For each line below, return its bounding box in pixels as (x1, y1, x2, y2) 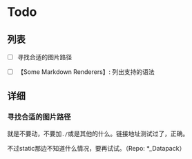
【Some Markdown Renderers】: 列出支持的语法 (17, 68, 155, 76)
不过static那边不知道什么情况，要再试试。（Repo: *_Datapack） (7, 144, 186, 152)
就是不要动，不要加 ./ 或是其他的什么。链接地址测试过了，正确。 (7, 129, 189, 138)
